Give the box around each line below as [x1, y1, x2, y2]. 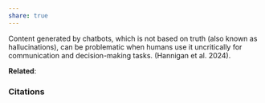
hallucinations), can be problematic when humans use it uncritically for [8, 42, 243, 52]
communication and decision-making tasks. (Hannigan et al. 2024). [8, 50, 231, 60]
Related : [8, 65, 37, 76]
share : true [8, 11, 48, 20]
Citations [8, 85, 45, 97]
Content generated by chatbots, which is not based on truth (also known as [8, 34, 258, 43]
